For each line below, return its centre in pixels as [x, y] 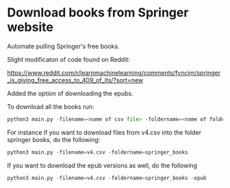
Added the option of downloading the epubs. [70, 93]
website [30, 27]
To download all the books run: [51, 106]
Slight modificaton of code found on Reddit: [68, 59]
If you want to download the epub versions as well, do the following [102, 165]
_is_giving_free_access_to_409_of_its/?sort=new [75, 80]
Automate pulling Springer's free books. [63, 46]
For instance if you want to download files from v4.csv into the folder [104, 132]
